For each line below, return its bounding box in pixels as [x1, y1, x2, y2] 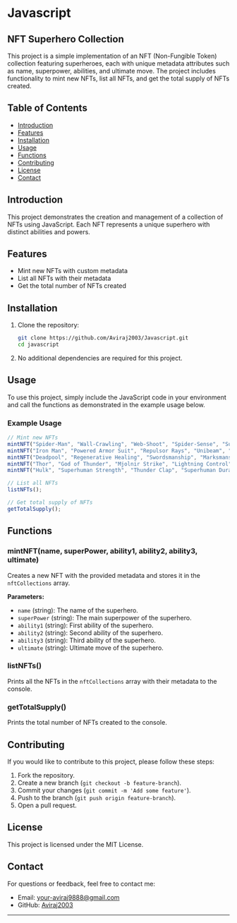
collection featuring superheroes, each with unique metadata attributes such [7, 59, 230, 68]
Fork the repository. [17, 771, 75, 779]
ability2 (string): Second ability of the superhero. [17, 628, 164, 637]
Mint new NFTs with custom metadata [17, 267, 128, 275]
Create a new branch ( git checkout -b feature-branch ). [17, 778, 182, 787]
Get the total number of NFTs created [17, 282, 127, 290]
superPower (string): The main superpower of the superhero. [17, 613, 192, 622]
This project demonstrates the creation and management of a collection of [7, 212, 224, 221]
